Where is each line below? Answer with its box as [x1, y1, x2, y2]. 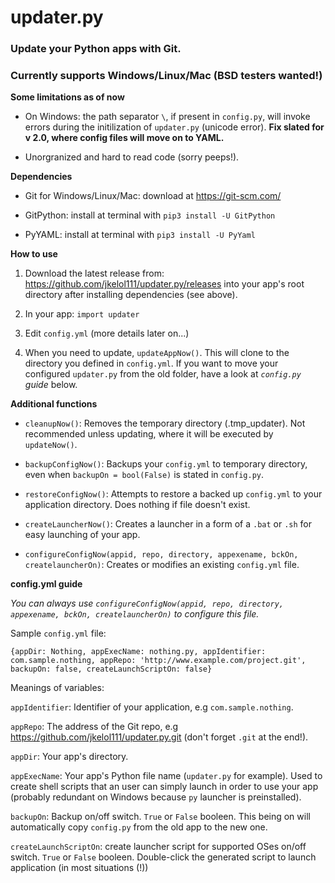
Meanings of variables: [10, 682, 105, 694]
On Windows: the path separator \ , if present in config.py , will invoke [24, 111, 311, 123]
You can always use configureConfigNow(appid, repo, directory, [10, 597, 284, 610]
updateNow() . [24, 439, 78, 451]
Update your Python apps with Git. [10, 42, 182, 56]
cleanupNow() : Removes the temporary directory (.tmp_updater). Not [24, 417, 306, 430]
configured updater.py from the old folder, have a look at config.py [24, 368, 302, 380]
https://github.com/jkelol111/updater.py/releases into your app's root [24, 278, 305, 290]
